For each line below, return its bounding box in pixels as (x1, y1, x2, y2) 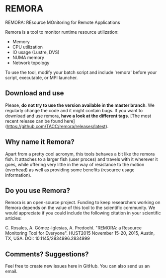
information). (5, 172, 32, 178)
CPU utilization (12, 44, 43, 50)
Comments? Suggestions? (5, 250, 89, 258)
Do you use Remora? (5, 186, 71, 195)
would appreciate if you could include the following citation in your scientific (5, 210, 162, 216)
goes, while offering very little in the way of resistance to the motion (5, 161, 145, 167)
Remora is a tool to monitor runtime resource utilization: (5, 29, 119, 35)
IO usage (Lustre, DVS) (12, 49, 60, 55)
